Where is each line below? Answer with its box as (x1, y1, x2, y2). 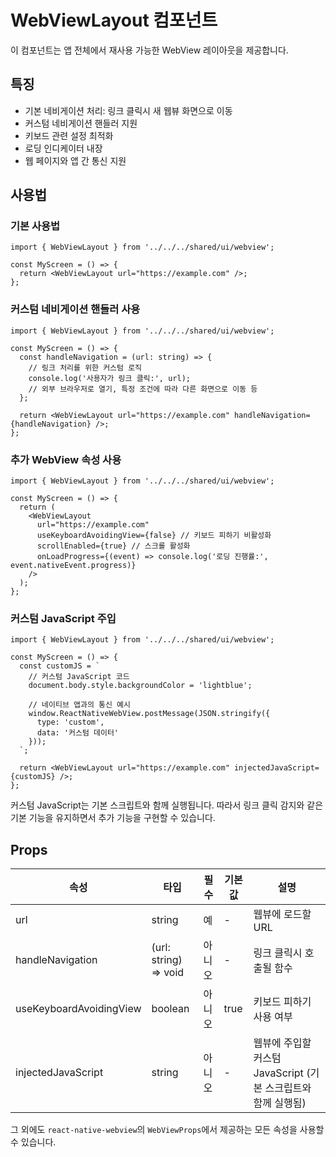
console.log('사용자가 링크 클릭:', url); (28, 373, 191, 383)
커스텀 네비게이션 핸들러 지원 (24, 117, 138, 129)
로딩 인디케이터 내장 (24, 142, 103, 154)
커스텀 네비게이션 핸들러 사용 (10, 302, 141, 316)
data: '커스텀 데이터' (36, 728, 120, 738)
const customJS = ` (19, 661, 101, 671)
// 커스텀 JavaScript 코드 (28, 672, 130, 682)
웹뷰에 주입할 (253, 1036, 312, 1050)
